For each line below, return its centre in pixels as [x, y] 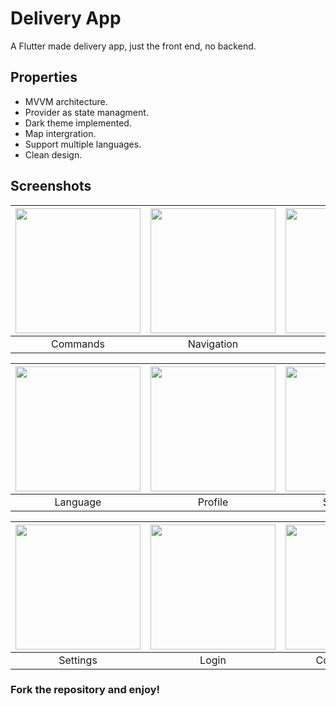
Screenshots [51, 186]
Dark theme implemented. [78, 123]
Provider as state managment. [86, 112]
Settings [78, 660]
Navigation [213, 344]
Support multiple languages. [83, 144]
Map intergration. [60, 133]
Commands [78, 344]
